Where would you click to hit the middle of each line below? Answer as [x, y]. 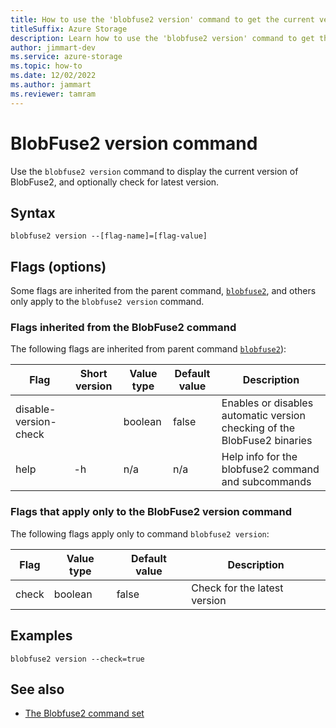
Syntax [33, 212]
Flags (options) [58, 266]
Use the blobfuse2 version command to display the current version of [154, 171]
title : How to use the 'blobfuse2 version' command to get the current [162, 19]
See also [37, 689]
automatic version [263, 416]
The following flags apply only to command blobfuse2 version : [140, 533]
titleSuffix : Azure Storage [69, 29]
